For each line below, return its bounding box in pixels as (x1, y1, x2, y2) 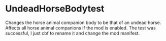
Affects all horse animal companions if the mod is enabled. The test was (5, 24, 156, 30)
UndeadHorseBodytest (5, 3, 105, 14)
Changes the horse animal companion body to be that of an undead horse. (5, 19, 161, 25)
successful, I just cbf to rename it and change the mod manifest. (5, 30, 140, 36)
